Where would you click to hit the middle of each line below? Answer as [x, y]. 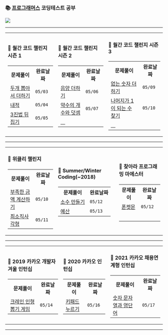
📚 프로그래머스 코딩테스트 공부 [40, 8]
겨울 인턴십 [20, 269]
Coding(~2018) [77, 177]
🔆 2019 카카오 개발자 [32, 262]
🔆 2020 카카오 [79, 262]
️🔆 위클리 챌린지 [24, 159]
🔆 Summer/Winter [79, 171]
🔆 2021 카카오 [127, 258]
